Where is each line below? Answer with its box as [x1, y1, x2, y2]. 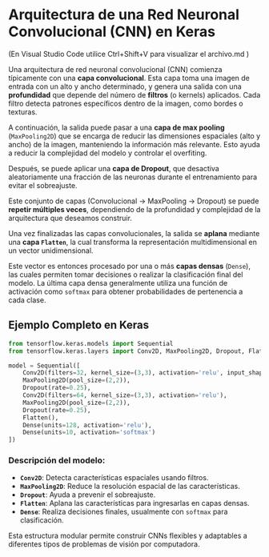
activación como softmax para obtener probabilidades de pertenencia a [8, 287, 243, 296]
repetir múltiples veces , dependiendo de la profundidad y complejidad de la [8, 204, 261, 214]
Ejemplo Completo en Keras [8, 319, 150, 332]
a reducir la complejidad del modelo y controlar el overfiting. [8, 148, 207, 158]
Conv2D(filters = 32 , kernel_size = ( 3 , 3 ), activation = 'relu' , [22, 369, 224, 377]
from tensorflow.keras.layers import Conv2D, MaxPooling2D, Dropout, [8, 347, 246, 355]
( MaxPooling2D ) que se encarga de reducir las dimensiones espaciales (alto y [8, 130, 261, 141]
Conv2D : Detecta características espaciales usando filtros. [19, 473, 209, 483]
